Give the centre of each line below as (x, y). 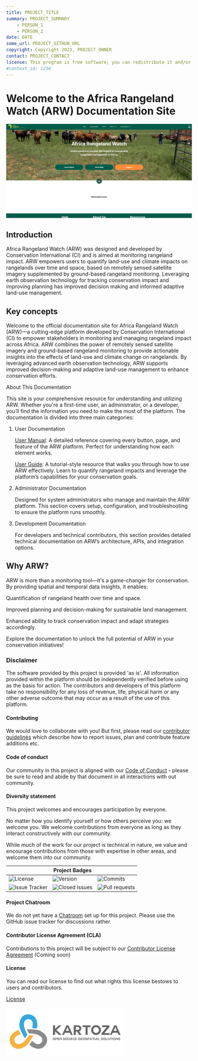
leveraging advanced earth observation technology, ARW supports (87, 364)
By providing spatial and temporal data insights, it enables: (77, 587)
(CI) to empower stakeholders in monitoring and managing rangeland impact (99, 338)
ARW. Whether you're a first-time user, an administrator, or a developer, (93, 405)
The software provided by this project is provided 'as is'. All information (93, 673)
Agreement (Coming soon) (38, 954)
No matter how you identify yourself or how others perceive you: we (89, 821)
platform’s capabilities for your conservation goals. (76, 477)
